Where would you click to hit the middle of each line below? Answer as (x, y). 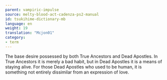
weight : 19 (16, 28)
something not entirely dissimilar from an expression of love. (67, 72)
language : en (19, 24)
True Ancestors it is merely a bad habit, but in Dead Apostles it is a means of (84, 61)
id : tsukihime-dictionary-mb (35, 19)
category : (15, 38)
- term (12, 42)
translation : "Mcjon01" (30, 33)
